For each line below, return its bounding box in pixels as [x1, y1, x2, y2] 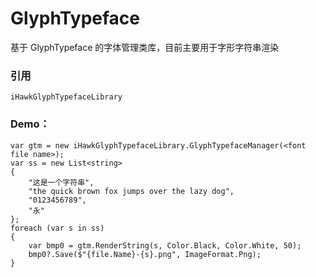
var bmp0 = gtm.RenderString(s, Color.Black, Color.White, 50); [28, 240, 302, 251]
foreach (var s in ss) [10, 223, 105, 233]
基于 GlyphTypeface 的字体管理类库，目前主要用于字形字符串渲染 [10, 41, 280, 53]
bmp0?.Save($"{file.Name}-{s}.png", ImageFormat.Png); [28, 249, 262, 259]
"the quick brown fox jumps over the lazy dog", [28, 186, 235, 196]
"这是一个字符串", [28, 177, 95, 187]
